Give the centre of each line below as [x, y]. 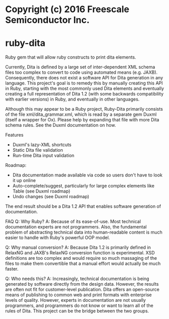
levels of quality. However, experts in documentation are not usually [76, 300]
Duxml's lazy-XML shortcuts [42, 145]
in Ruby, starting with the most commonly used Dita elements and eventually [85, 88]
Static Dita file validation [38, 150]
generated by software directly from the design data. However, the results [82, 284]
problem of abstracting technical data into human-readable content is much [84, 232]
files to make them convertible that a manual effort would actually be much [83, 263]
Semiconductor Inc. [47, 20]
